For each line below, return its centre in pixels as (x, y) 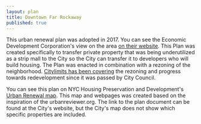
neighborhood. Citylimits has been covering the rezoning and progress (94, 72)
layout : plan (22, 12)
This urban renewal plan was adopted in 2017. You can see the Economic (96, 40)
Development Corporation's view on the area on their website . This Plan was (101, 46)
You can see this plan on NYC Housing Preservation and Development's (95, 89)
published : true (26, 23)
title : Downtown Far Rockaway (44, 17)
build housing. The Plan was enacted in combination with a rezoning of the (98, 65)
